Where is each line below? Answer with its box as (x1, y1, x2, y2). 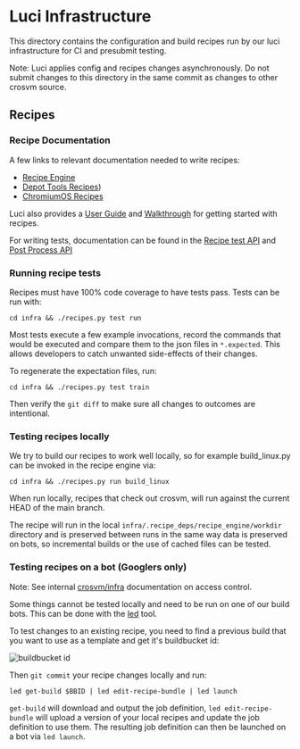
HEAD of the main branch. (9, 503, 105, 513)
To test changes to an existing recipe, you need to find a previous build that (9, 625, 287, 636)
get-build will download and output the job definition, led (9, 703, 221, 713)
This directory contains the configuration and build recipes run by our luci (9, 36, 280, 46)
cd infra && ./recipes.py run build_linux (9, 478, 170, 487)
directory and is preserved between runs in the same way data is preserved (9, 529, 287, 540)
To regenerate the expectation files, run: (9, 365, 157, 376)
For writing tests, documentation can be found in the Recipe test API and (9, 235, 277, 246)
